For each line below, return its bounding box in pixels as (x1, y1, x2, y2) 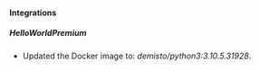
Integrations (9, 7, 57, 18)
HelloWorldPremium (9, 28, 87, 39)
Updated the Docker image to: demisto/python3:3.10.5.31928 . (22, 50, 252, 61)
